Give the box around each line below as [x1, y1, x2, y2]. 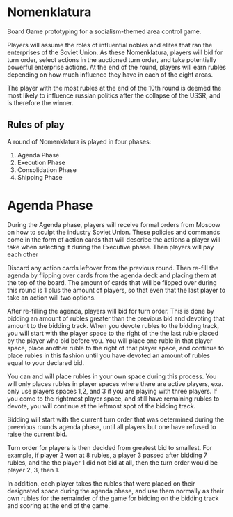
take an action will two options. [7, 293, 96, 302]
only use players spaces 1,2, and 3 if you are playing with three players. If [7, 387, 218, 395]
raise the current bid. [7, 430, 67, 438]
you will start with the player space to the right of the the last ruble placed [7, 329, 219, 337]
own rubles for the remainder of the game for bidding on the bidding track [7, 494, 219, 502]
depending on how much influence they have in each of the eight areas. [7, 70, 214, 79]
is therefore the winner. [7, 98, 74, 107]
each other [7, 250, 39, 258]
